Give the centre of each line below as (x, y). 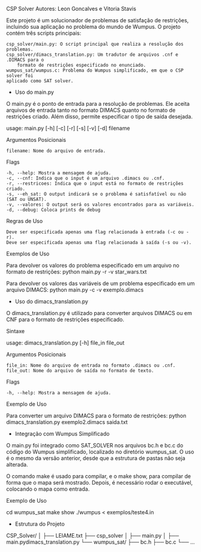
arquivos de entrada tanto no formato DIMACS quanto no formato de (91, 110)
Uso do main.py (34, 92)
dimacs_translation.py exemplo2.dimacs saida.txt (67, 422)
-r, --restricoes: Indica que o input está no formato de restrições (95, 183)
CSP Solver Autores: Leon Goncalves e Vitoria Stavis (71, 9)
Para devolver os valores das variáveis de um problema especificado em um (100, 283)
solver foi (20, 76)
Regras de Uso (25, 221)
